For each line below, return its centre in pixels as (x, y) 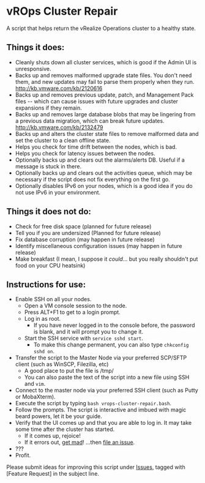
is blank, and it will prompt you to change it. (88, 332)
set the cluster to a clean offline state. (63, 140)
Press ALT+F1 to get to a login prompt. (72, 312)
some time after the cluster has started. (65, 429)
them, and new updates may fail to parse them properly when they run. (105, 81)
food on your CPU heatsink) (50, 265)
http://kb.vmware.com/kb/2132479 (59, 127)
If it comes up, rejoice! (52, 436)
